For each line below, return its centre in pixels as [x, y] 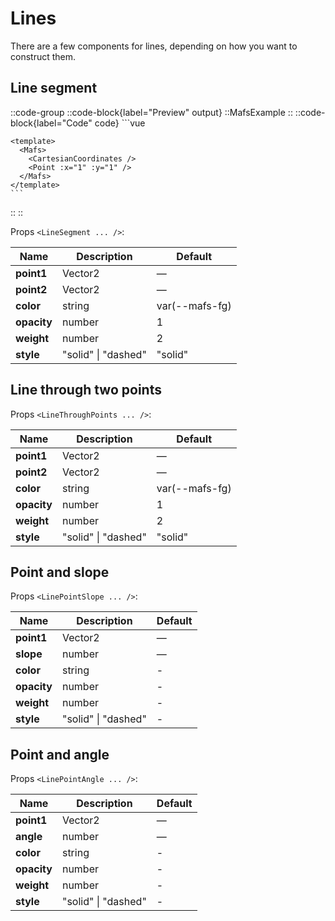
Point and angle [60, 754]
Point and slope [60, 572]
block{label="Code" [51, 123]
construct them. [43, 56]
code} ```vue [120, 123]
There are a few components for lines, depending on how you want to [154, 46]
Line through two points [86, 390]
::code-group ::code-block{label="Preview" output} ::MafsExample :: [151, 112]
